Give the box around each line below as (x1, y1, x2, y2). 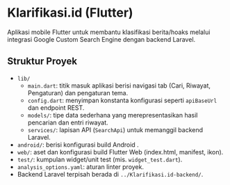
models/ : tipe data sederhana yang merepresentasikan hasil (27, 111, 198, 119)
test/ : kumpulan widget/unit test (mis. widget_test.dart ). (17, 155, 183, 163)
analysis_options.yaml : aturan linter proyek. (17, 162, 145, 171)
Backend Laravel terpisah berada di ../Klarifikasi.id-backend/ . (17, 170, 204, 178)
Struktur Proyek (7, 56, 78, 67)
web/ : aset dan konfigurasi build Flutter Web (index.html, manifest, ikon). (17, 147, 224, 156)
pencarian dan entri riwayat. (27, 118, 109, 127)
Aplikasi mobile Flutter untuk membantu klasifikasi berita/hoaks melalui (7, 28, 211, 36)
